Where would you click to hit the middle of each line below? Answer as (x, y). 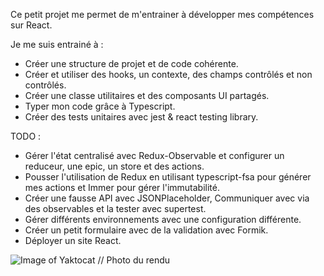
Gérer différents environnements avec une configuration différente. (163, 219)
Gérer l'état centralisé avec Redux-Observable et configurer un (154, 155)
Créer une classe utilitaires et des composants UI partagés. (147, 95)
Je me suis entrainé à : (57, 44)
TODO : (26, 136)
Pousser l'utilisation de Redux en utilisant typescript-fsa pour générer (168, 177)
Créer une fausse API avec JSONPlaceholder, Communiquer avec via (167, 198)
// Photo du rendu (134, 260)
